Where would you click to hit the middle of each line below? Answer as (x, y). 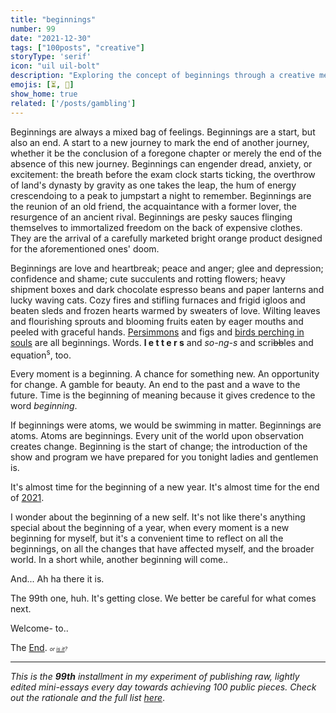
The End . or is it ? (39, 648)
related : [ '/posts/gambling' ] (73, 103)
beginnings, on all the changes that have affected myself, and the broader (162, 549)
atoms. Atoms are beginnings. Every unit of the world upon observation (157, 436)
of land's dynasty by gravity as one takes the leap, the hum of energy (153, 185)
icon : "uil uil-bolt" (55, 66)
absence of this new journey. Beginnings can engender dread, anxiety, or (161, 163)
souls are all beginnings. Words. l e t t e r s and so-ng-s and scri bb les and (162, 342)
